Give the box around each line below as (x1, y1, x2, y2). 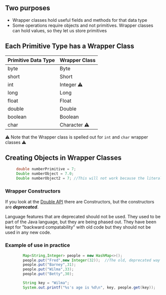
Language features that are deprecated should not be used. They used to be (5, 214, 161, 220)
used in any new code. (5, 230, 51, 236)
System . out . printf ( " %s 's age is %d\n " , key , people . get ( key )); (23, 285, 156, 290)
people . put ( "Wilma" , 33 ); (23, 267, 74, 272)
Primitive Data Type (7, 56, 55, 63)
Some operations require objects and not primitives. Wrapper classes (12, 22, 154, 28)
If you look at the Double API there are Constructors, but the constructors (5, 199, 155, 205)
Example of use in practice (5, 242, 70, 249)
